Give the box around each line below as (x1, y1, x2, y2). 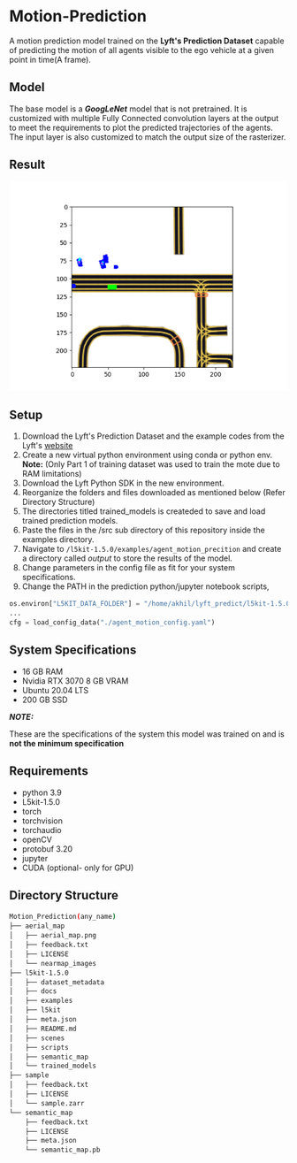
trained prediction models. (21, 516, 118, 526)
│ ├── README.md (9, 1024, 77, 1033)
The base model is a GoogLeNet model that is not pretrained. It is (9, 103, 247, 114)
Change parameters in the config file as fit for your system (21, 562, 236, 573)
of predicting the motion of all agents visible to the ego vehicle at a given (9, 44, 274, 55)
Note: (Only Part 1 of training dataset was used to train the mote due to (21, 459, 280, 470)
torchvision (21, 815, 64, 826)
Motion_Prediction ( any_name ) (9, 913, 117, 922)
